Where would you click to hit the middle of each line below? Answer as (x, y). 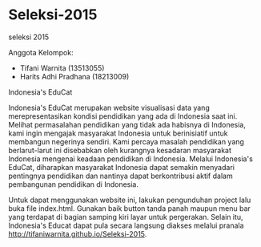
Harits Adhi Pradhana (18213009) (74, 76)
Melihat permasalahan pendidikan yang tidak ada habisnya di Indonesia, (127, 124)
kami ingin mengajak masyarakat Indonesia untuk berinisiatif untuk (118, 133)
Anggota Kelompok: (41, 52)
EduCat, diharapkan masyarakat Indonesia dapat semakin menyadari (121, 167)
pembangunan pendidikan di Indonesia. (73, 184)
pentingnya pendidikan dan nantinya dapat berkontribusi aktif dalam (121, 176)
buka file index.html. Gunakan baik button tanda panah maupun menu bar (129, 208)
